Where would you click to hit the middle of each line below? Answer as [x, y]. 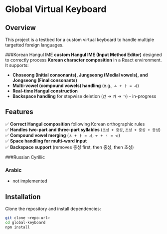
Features [19, 112]
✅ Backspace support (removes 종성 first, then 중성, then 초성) [70, 147]
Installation [23, 197]
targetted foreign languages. [34, 45]
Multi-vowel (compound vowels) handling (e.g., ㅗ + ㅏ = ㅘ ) [76, 85]
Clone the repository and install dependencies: [53, 208]
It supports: [17, 65]
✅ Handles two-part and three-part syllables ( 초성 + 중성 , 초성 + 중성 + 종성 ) [83, 129]
